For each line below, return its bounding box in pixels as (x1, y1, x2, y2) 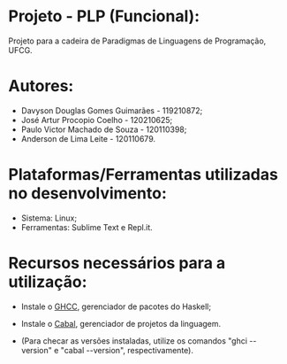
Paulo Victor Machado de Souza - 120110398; (20, 124, 187, 135)
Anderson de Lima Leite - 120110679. (20, 133, 156, 143)
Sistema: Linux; (20, 213, 77, 223)
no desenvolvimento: (8, 183, 167, 204)
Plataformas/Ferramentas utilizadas (8, 165, 279, 185)
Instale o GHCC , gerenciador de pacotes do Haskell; (20, 301, 212, 312)
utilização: (8, 272, 87, 291)
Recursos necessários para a (8, 253, 226, 273)
